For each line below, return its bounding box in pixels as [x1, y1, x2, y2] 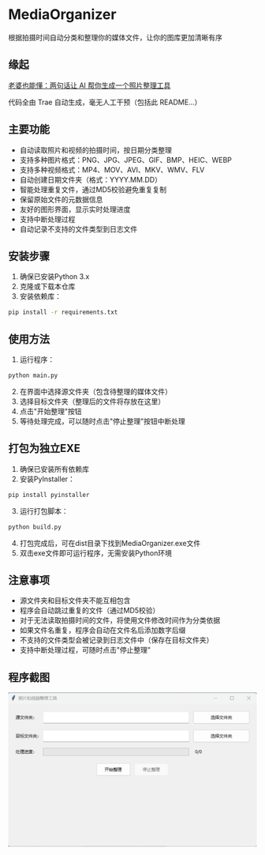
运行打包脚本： [19, 506, 69, 515]
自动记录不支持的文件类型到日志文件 [19, 224, 138, 234]
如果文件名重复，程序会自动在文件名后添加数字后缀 [19, 626, 186, 635]
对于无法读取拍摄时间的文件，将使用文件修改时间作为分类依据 [19, 616, 221, 625]
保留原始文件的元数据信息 [19, 194, 103, 204]
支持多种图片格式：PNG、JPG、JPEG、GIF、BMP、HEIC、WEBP [19, 155, 233, 164]
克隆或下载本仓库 [19, 282, 76, 292]
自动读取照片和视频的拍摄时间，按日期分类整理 [19, 145, 172, 155]
